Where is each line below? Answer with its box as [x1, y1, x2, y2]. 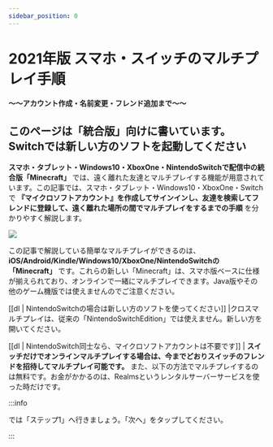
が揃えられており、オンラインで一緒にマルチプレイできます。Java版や [8, 276, 244, 286]
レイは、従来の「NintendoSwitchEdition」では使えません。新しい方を [29, 314, 262, 323]
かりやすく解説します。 [8, 213, 87, 223]
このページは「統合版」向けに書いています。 [8, 124, 232, 138]
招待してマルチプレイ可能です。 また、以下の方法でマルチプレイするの [22, 362, 259, 371]
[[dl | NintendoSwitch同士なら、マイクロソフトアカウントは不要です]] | [8, 341, 245, 351]
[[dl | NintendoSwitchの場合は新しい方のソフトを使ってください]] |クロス [8, 304, 252, 314]
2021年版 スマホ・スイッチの [8, 50, 202, 67]
